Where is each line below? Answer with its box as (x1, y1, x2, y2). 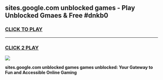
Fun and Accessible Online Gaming (5, 69, 77, 75)
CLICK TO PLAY (5, 26, 43, 33)
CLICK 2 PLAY (5, 44, 39, 51)
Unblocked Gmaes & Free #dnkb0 (5, 12, 108, 20)
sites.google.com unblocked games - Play (5, 4, 135, 12)
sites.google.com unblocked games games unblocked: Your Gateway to (5, 64, 153, 70)
